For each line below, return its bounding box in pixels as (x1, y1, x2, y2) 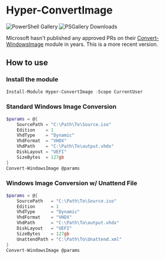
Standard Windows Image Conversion (6, 102, 117, 111)
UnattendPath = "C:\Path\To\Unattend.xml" (16, 236, 122, 242)
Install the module (6, 75, 59, 84)
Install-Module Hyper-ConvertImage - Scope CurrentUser (6, 89, 143, 95)
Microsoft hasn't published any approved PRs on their (6, 34, 136, 41)
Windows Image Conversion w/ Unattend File (6, 179, 138, 187)
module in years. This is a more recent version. (45, 41, 159, 48)
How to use (6, 58, 48, 68)
